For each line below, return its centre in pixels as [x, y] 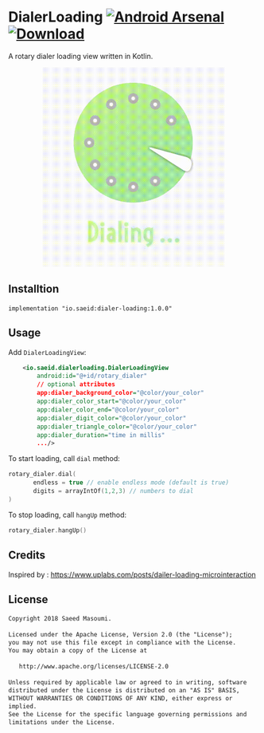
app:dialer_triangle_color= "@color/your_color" [117, 427]
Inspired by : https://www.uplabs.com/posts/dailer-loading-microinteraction [132, 574]
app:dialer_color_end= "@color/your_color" [108, 410]
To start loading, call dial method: [64, 459]
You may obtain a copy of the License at [78, 651]
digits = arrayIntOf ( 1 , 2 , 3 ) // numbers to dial [113, 491]
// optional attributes [76, 384]
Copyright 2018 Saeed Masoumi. [60, 619]
